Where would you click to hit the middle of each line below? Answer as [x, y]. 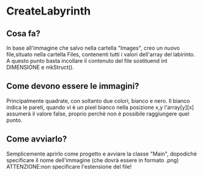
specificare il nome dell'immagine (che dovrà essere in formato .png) [93, 160]
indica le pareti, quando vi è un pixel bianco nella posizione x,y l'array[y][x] [100, 107]
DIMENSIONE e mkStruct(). [40, 67]
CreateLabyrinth [49, 11]
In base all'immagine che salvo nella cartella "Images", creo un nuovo [93, 48]
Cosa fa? [23, 34]
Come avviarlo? [37, 139]
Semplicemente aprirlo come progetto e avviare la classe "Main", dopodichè [102, 154]
